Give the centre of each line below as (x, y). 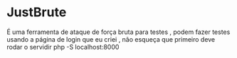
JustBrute (37, 12)
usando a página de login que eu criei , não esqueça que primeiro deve (111, 39)
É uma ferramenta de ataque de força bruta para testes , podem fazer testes (118, 32)
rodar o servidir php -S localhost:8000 (63, 47)
